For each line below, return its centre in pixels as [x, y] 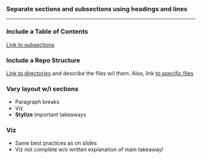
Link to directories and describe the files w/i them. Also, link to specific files [100, 73]
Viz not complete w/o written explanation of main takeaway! [89, 149]
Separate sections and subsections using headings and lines [97, 9]
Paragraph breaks [37, 102]
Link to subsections [30, 44]
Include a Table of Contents [47, 32]
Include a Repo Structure [43, 60]
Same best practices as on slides [56, 143]
